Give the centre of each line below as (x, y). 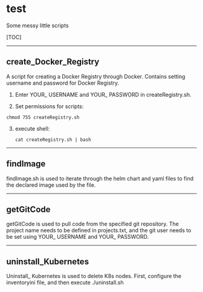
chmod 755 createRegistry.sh (43, 117)
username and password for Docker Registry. (63, 83)
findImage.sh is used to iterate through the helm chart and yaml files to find (100, 178)
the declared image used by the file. (51, 185)
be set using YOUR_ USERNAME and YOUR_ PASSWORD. (78, 237)
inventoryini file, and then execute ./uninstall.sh (65, 282)
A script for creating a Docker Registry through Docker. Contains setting (96, 76)
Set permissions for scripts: (49, 106)
